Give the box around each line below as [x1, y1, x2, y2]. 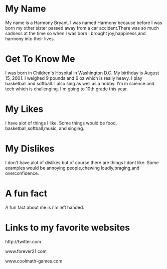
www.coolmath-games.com [5, 258, 63, 264]
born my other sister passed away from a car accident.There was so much [5, 25, 159, 31]
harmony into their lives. [5, 36, 55, 42]
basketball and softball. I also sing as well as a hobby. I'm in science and [5, 80, 154, 86]
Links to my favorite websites [5, 222, 130, 233]
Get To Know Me [5, 53, 75, 65]
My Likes [5, 103, 44, 115]
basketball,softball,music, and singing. [5, 125, 84, 131]
